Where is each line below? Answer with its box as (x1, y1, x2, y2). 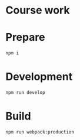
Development (5, 70, 73, 83)
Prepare (5, 31, 45, 44)
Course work (5, 4, 70, 17)
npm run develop (5, 89, 45, 95)
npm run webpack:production (5, 129, 75, 135)
